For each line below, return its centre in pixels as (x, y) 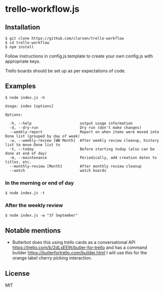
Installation (23, 27)
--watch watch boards (58, 170)
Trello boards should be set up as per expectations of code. (66, 71)
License (17, 273)
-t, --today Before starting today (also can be (82, 149)
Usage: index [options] (29, 106)
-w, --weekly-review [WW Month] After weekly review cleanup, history (84, 140)
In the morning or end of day (40, 183)
